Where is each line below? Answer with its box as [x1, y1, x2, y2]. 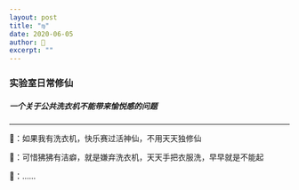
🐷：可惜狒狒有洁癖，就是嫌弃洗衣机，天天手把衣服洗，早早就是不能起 [9, 152, 264, 162]
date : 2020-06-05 [9, 29, 74, 38]
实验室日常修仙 [9, 77, 74, 90]
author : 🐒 [9, 37, 46, 47]
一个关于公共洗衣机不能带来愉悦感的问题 [9, 100, 158, 111]
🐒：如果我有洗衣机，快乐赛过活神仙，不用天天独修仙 [9, 133, 202, 144]
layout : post [9, 12, 58, 22]
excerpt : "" [9, 46, 53, 55]
